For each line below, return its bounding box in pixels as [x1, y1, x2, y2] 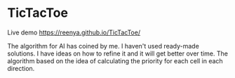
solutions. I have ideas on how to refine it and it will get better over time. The [7, 49, 228, 58]
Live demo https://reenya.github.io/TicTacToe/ [7, 28, 141, 37]
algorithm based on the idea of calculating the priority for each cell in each [7, 56, 223, 65]
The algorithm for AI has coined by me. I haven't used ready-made [7, 41, 200, 50]
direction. [7, 64, 35, 72]
